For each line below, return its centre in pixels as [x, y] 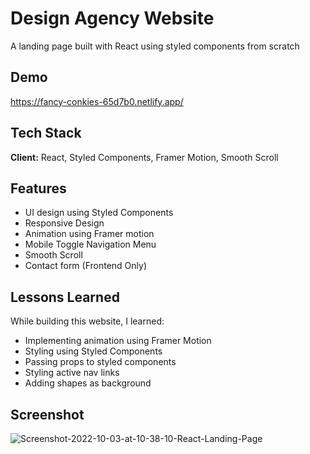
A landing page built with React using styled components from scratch [155, 46]
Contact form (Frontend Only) [86, 266]
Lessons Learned [65, 297]
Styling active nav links [72, 373]
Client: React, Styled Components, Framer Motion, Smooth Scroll [144, 157]
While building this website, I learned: [87, 321]
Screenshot [47, 414]
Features [38, 188]
